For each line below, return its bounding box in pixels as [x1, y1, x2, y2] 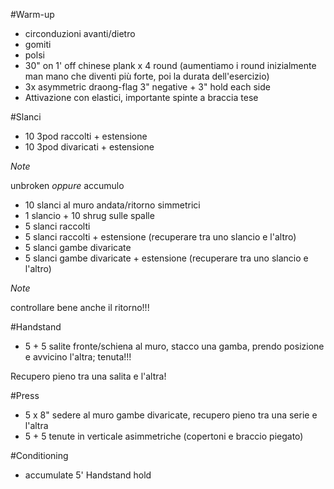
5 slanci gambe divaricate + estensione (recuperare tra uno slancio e [24, 252, 309, 264]
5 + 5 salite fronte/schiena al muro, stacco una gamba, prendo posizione [24, 340, 325, 352]
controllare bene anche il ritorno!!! [10, 302, 150, 313]
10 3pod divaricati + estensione [24, 141, 155, 153]
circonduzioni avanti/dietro [24, 28, 136, 39]
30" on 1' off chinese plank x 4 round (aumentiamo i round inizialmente [24, 60, 317, 71]
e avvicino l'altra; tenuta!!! [24, 351, 132, 363]
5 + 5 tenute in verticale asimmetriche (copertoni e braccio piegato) [24, 430, 304, 442]
